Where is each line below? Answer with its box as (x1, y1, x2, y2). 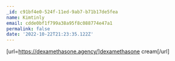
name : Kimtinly (6, 14, 45, 21)
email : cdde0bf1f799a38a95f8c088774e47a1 (6, 20, 113, 26)
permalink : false (6, 25, 50, 32)
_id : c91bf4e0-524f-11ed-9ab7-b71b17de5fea (6, 8, 118, 15)
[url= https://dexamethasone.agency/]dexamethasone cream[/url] (6, 48, 170, 55)
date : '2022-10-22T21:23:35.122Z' (6, 31, 94, 37)
